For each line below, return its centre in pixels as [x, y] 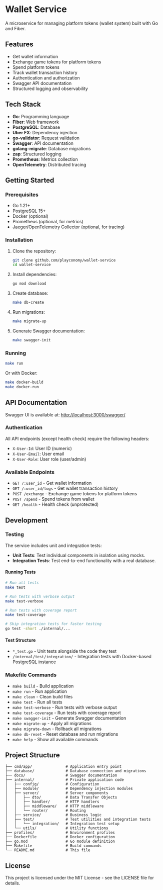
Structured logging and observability [50, 88]
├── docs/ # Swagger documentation [61, 775]
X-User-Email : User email [38, 454]
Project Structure [32, 755]
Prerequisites [22, 195]
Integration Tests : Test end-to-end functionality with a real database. [84, 560]
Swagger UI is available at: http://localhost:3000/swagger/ [65, 415]
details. [13, 883]
